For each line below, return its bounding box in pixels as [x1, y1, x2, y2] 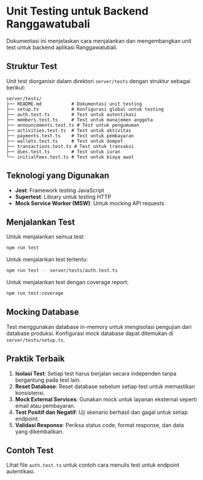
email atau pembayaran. [15, 402, 76, 409]
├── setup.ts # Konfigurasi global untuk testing [6, 106, 164, 112]
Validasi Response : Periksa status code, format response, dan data [15, 421, 184, 428]
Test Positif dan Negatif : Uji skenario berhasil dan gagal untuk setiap [15, 408, 188, 416]
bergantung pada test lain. [15, 376, 81, 384]
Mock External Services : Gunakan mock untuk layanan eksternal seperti [15, 396, 197, 403]
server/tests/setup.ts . [6, 336, 65, 343]
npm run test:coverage [6, 290, 64, 297]
